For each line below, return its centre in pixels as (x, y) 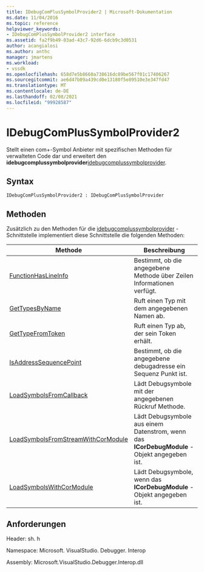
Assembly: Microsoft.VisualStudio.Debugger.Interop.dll (75, 562)
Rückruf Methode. (160, 406)
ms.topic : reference (32, 23)
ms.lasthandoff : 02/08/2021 (42, 97)
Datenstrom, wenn (160, 431)
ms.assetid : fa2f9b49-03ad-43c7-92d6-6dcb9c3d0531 (72, 40)
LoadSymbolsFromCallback (49, 395)
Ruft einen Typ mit (160, 301)
